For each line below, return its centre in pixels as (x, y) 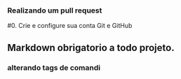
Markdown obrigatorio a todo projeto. (91, 48)
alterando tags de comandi (54, 67)
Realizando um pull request (55, 10)
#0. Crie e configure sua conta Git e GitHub (70, 26)
